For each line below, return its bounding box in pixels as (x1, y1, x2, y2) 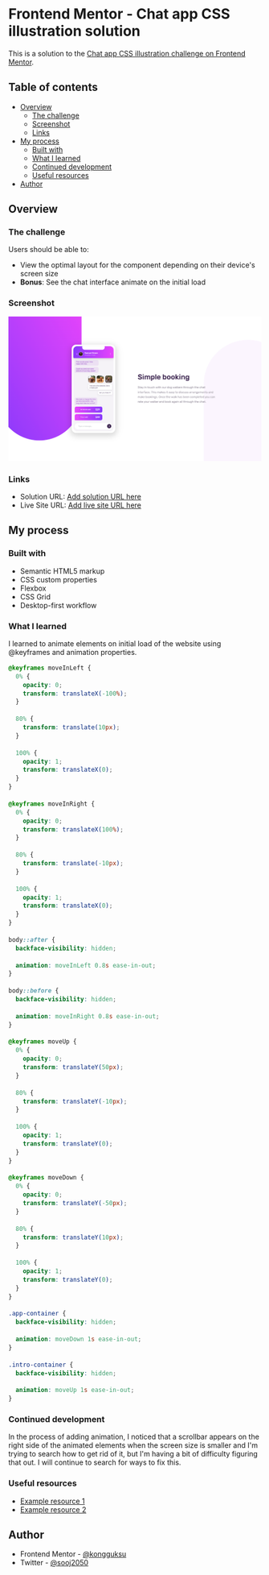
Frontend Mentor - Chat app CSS (8, 5, 230, 23)
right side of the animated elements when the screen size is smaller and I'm (8, 1440, 259, 1450)
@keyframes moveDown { (8, 1174, 84, 1182)
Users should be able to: (8, 245, 90, 255)
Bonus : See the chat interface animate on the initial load (19, 277, 206, 287)
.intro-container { (8, 1361, 74, 1369)
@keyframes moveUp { (8, 1038, 78, 1046)
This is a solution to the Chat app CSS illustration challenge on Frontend (8, 48, 247, 58)
